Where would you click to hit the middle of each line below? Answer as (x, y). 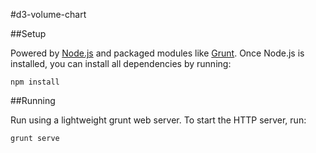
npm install (35, 82)
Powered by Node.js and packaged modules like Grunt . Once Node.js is (157, 53)
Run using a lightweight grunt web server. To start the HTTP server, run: (158, 120)
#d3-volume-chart (48, 14)
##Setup (28, 33)
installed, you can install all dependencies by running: (121, 63)
